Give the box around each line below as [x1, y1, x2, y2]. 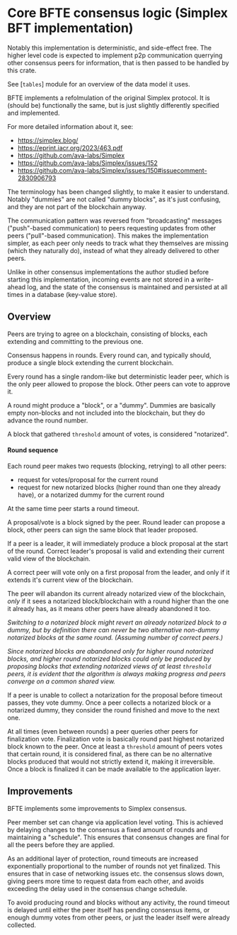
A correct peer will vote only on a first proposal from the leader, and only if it [7, 568, 230, 576]
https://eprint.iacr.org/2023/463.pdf [17, 143, 123, 152]
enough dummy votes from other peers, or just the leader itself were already [7, 913, 230, 922]
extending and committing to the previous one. [7, 337, 144, 345]
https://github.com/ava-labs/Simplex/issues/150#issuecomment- [17, 166, 207, 174]
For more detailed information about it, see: [7, 122, 134, 130]
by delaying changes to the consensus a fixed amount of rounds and [7, 825, 207, 834]
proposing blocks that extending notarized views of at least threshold [7, 661, 212, 671]
